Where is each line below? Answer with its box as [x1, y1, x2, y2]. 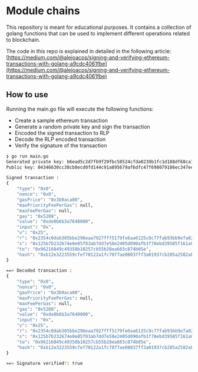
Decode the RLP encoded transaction [14, 136, 106, 143]
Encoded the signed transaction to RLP [14, 129, 110, 136]
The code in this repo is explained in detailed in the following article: [6, 47, 171, 54]
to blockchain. [6, 36, 41, 43]
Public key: [6, 164, 35, 170]
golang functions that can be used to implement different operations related [6, 29, 190, 37]
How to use [6, 90, 48, 100]
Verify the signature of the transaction [14, 141, 107, 149]
